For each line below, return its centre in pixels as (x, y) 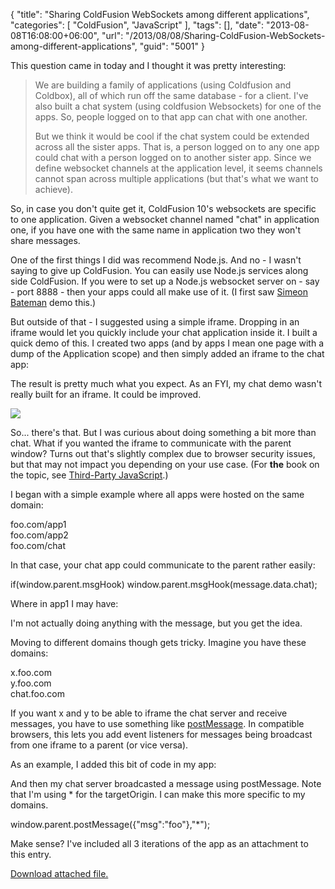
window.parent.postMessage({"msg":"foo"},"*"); (110, 824)
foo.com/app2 (39, 535)
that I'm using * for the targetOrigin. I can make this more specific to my (158, 794)
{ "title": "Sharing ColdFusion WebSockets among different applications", (160, 14)
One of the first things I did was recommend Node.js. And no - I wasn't (156, 260)
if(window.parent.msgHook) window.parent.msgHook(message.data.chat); (164, 584)
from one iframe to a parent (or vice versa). (99, 745)
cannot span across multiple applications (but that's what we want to (177, 178)
